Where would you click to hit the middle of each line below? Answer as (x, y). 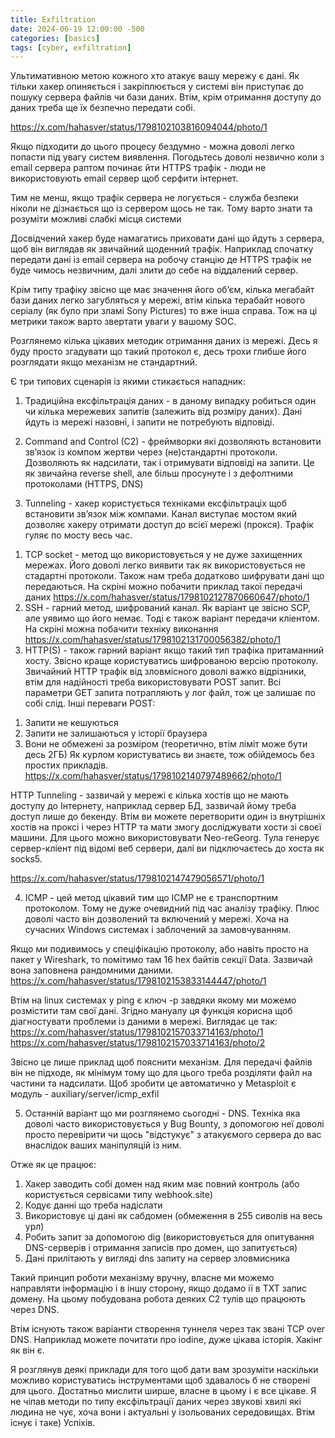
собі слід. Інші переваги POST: (90, 703)
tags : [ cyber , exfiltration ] (71, 47)
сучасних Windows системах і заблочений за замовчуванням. (158, 930)
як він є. (27, 1350)
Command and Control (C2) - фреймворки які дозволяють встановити (173, 442)
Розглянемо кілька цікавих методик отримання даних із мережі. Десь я (164, 341)
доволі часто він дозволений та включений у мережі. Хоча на (157, 919)
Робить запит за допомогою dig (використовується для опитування (169, 1237)
